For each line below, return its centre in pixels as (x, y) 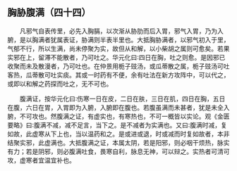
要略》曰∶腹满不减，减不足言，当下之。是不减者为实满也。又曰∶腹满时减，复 (117, 125)
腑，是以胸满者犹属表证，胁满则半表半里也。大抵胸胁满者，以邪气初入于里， (119, 39)
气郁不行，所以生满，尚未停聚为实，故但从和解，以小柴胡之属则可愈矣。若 (115, 49)
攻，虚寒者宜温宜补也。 (41, 160)
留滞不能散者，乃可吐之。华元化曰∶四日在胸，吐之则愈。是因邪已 (132, 57)
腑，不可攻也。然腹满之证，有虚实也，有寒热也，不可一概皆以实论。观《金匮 (119, 116)
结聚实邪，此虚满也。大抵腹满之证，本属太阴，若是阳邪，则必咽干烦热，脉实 (119, 142)
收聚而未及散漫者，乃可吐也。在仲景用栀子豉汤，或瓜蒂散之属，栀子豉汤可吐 (119, 66)
